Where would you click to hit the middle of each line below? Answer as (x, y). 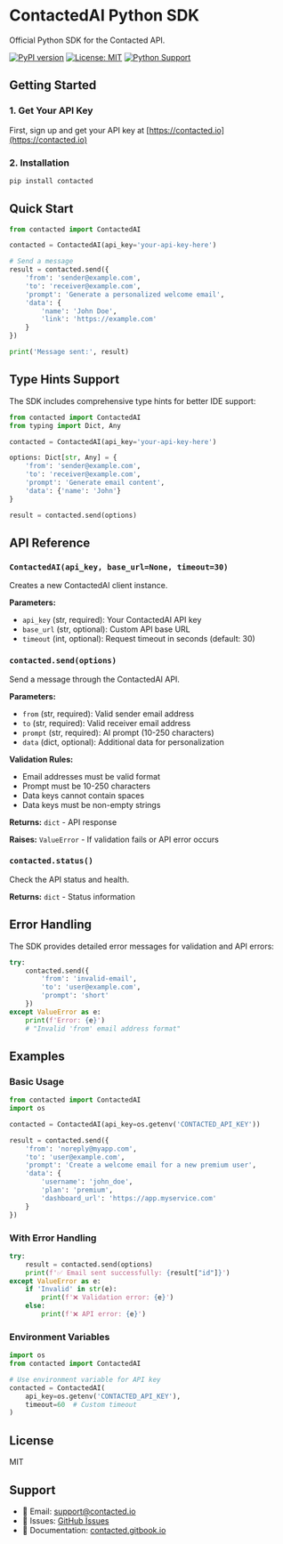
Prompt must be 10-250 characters (86, 786)
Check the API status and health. (69, 879)
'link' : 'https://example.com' (99, 319)
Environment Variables (60, 1337)
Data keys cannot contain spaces (83, 795)
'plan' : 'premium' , (77, 1190)
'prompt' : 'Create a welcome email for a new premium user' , (141, 1165)
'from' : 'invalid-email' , (89, 979)
